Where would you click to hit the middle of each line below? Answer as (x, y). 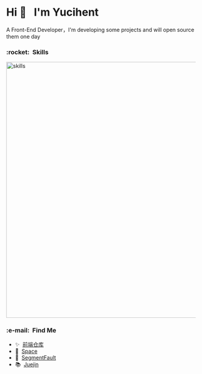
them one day (23, 36)
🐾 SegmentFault (35, 357)
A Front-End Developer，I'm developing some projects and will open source (100, 30)
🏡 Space (26, 351)
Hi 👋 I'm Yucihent (53, 12)
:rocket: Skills (28, 52)
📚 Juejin (27, 364)
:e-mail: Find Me (31, 331)
